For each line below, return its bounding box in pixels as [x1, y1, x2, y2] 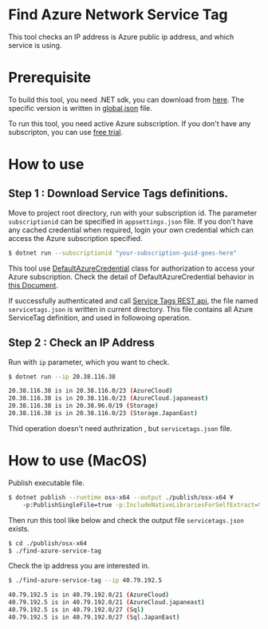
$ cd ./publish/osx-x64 [8, 539, 88, 548]
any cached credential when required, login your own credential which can [8, 225, 254, 235]
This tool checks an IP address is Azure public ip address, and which [8, 32, 235, 42]
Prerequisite [8, 69, 92, 87]
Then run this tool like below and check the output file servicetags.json [8, 515, 245, 524]
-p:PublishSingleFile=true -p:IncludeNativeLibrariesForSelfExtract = [22, 500, 259, 508]
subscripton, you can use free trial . [8, 127, 124, 136]
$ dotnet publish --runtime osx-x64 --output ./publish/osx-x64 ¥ [8, 493, 234, 501]
